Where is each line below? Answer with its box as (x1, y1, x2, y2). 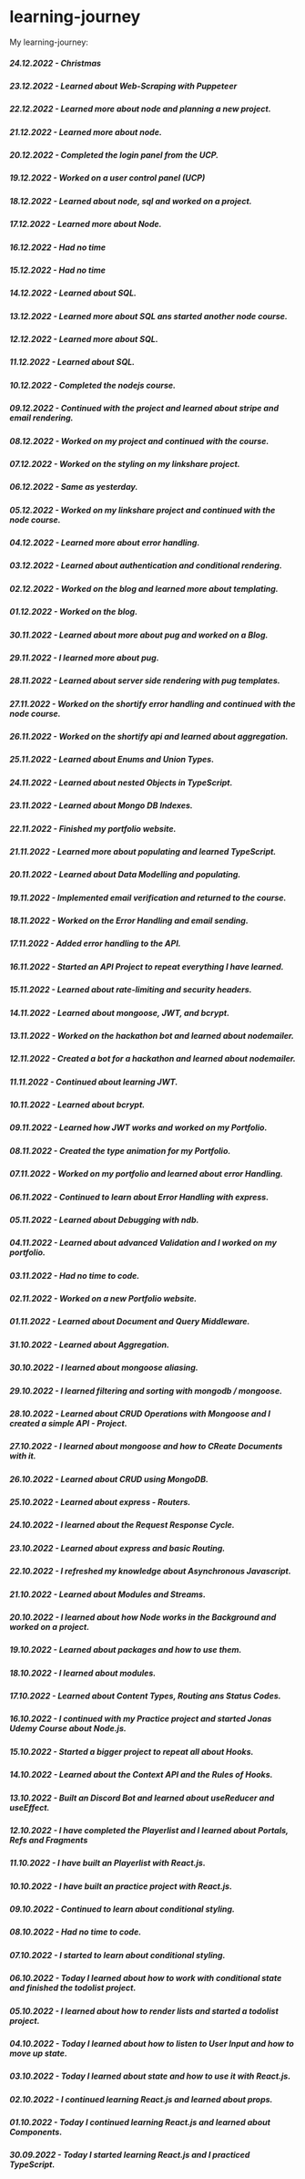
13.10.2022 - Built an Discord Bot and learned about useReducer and (9, 1792, 275, 1803)
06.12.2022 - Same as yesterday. (9, 482, 138, 493)
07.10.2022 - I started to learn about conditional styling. (9, 1949, 226, 1960)
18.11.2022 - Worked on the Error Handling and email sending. (9, 915, 249, 927)
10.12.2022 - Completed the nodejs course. (9, 379, 176, 390)
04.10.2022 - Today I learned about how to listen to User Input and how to (9, 2038, 294, 2049)
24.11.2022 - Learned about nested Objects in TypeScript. (9, 777, 233, 788)
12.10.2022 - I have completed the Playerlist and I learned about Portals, (9, 1824, 289, 1835)
